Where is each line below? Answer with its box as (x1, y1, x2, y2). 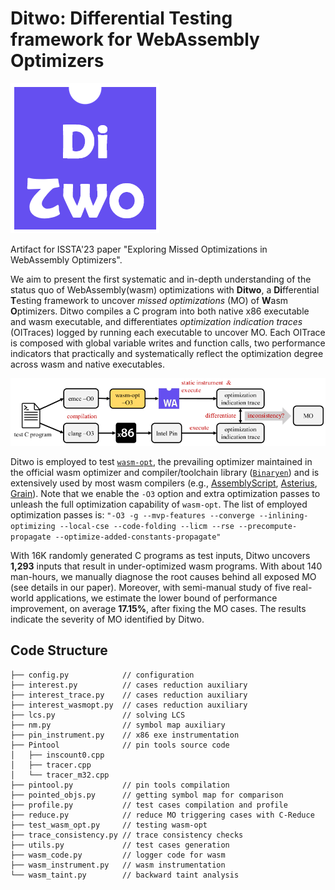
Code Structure (10, 642, 108, 659)
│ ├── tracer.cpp (10, 760, 92, 770)
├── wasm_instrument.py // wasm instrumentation (10, 860, 226, 870)
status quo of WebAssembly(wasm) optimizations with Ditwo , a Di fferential (10, 283, 320, 296)
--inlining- (258, 511, 309, 521)
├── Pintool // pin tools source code (10, 740, 230, 750)
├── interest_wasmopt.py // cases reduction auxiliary (10, 700, 248, 710)
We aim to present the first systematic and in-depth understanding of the (10, 273, 312, 285)
